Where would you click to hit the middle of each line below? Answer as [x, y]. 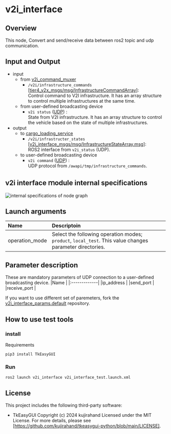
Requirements [20, 345]
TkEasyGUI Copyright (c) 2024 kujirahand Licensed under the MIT [82, 415]
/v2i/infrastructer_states [56, 139]
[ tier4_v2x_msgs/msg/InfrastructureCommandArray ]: [83, 90]
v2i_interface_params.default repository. [48, 303]
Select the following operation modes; [97, 234]
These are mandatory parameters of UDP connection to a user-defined [80, 277]
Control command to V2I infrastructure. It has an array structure [95, 96]
